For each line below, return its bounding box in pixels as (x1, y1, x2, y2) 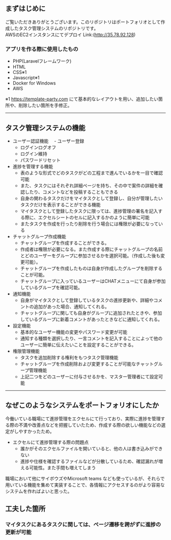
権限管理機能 (12, 348, 40, 354)
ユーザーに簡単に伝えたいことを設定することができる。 (20, 341, 136, 347)
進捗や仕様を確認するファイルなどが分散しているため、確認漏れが (20, 458, 159, 464)
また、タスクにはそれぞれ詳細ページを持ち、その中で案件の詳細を (20, 182, 159, 188)
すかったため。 (22, 428, 54, 434)
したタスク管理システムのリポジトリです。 (9, 25, 99, 31)
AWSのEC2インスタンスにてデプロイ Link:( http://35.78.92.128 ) (5, 32, 136, 38)
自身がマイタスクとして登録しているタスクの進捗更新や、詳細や (20, 297, 154, 303)
